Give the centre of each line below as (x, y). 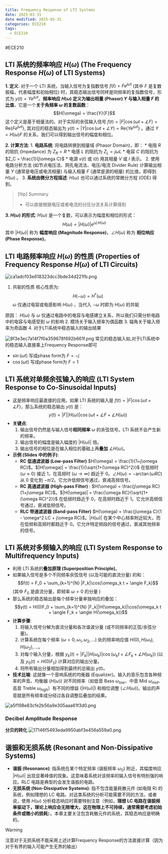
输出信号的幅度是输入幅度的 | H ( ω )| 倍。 (61, 442)
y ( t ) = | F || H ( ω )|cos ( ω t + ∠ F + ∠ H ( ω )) (88, 415)
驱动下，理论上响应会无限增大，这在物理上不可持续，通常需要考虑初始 (89, 807)
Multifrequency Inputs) (42, 555)
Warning (14, 830)
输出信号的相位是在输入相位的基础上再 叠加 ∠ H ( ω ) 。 (74, 448)
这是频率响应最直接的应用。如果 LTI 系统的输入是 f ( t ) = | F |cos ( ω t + (82, 400)
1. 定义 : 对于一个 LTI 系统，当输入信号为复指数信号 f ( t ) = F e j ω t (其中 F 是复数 (83, 85)
